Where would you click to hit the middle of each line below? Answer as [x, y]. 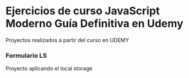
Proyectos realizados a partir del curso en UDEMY [67, 40]
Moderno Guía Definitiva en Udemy [94, 24]
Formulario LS [26, 55]
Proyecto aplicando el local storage [49, 68]
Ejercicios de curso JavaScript [83, 11]
